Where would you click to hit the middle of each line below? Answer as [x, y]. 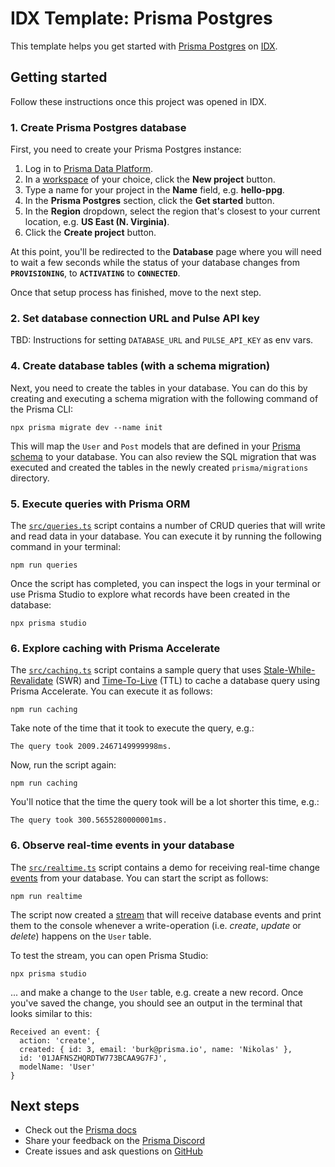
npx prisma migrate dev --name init [86, 427]
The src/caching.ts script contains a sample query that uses [136, 670]
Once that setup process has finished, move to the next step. [136, 293]
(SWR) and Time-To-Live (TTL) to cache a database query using [188, 681]
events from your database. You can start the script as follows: [139, 878]
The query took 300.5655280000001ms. [89, 820]
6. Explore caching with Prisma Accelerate [115, 648]
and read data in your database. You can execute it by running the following [166, 536]
